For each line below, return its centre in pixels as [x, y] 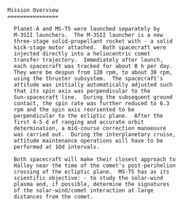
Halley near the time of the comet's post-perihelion [95, 166]
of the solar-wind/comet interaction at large [84, 190]
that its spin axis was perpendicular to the [82, 91]
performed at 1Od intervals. [57, 147]
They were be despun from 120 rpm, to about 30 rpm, [93, 72]
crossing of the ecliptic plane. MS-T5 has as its [92, 172]
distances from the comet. [54, 197]
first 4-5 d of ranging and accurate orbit [79, 122]
